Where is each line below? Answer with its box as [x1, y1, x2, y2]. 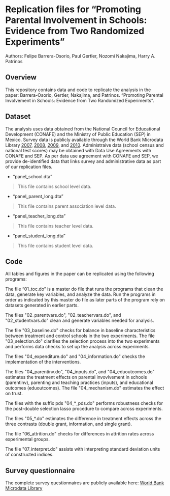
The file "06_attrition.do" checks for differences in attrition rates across [5, 431, 154, 437]
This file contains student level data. [17, 242, 94, 249]
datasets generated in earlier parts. [5, 302, 79, 309]
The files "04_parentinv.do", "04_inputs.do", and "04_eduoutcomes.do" [5, 369, 155, 375]
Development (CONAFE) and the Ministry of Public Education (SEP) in [5, 131, 151, 137]
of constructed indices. [5, 452, 54, 458]
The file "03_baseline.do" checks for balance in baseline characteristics [5, 327, 156, 334]
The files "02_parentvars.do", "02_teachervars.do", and [5, 312, 121, 318]
